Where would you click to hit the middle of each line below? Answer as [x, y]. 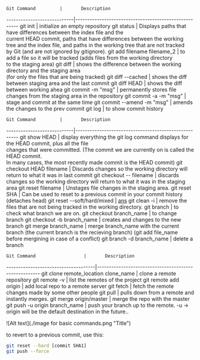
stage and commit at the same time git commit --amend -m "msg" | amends [99, 102]
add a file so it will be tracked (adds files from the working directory [90, 58]
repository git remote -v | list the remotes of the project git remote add [93, 280]
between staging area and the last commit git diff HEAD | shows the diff [94, 83]
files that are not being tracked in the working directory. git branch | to [93, 207]
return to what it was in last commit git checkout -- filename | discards [93, 175]
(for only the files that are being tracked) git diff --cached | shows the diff [96, 77]
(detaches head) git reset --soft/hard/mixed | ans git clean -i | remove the [97, 201]
